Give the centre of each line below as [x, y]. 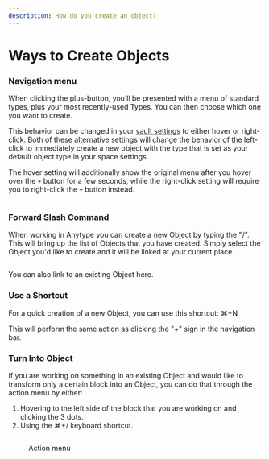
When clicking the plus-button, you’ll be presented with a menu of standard [134, 98]
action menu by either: [46, 393]
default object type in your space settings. [79, 157]
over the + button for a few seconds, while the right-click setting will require [134, 181]
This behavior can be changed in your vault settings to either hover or [124, 131]
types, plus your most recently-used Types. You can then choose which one [135, 107]
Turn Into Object [41, 358]
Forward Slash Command [59, 217]
